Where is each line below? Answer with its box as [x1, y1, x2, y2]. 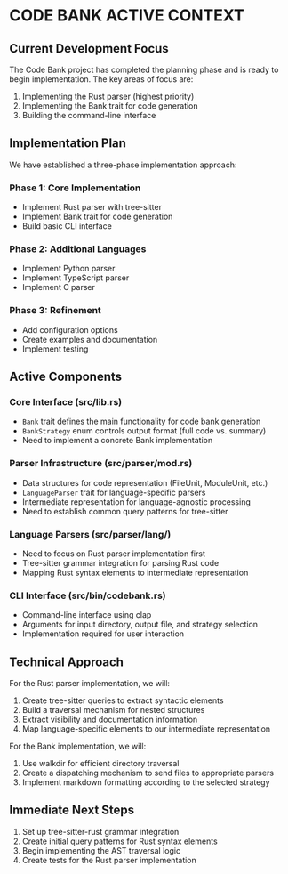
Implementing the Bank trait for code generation [21, 101, 198, 111]
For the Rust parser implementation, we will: [9, 678, 171, 689]
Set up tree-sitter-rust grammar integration [21, 826, 180, 837]
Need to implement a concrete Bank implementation [21, 435, 213, 446]
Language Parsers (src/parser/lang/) [9, 528, 172, 540]
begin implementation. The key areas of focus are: [9, 74, 194, 85]
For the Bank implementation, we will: [9, 740, 147, 752]
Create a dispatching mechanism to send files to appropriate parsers [21, 767, 274, 779]
